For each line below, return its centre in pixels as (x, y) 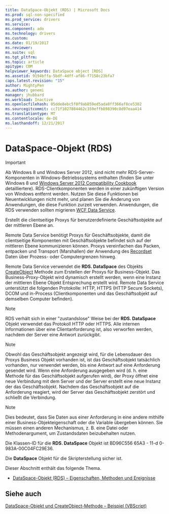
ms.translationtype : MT (30, 114)
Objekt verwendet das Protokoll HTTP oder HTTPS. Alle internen (73, 324)
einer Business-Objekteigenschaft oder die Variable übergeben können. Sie (84, 422)
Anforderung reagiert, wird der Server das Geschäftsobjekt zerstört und (80, 392)
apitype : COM (19, 66)
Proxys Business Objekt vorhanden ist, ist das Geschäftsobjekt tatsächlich (83, 359)
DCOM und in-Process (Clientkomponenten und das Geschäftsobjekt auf (81, 293)
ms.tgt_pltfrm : (21, 57)
